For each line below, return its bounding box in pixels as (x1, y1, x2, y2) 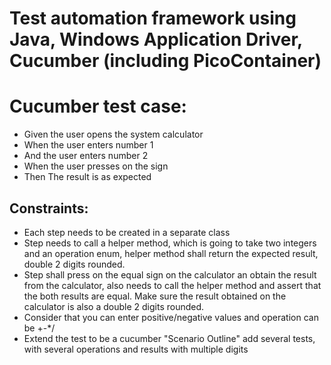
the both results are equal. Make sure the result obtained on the (23, 290, 287, 302)
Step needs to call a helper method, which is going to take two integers (23, 237, 317, 249)
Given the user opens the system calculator (23, 128, 204, 141)
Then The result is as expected (23, 171, 152, 183)
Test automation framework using (9, 7, 297, 30)
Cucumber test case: (9, 95, 187, 118)
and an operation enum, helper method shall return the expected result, (23, 247, 319, 259)
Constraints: (9, 200, 89, 217)
